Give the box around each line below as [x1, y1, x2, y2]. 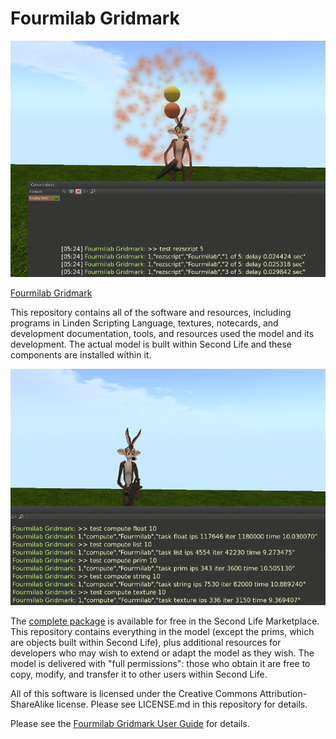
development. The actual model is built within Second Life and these [10, 338, 292, 350]
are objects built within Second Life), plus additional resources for [10, 636, 282, 648]
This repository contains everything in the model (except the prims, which [10, 625, 315, 637]
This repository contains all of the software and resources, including [10, 306, 292, 318]
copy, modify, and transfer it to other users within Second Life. [10, 668, 268, 680]
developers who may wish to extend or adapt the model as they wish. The [10, 647, 315, 659]
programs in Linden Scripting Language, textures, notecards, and [10, 317, 279, 329]
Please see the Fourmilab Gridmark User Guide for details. [10, 717, 250, 729]
